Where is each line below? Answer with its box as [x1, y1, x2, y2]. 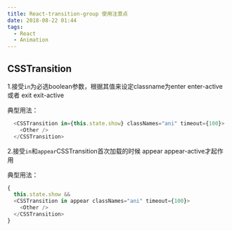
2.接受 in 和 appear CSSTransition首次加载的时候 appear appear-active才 [7, 146, 212, 155]
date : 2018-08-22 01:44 [7, 17, 77, 24]
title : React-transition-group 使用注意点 [7, 10, 129, 18]
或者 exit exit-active [7, 91, 65, 99]
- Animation [13, 37, 49, 44]
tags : [7, 23, 23, 30]
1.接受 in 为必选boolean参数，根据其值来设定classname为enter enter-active [7, 82, 223, 90]
